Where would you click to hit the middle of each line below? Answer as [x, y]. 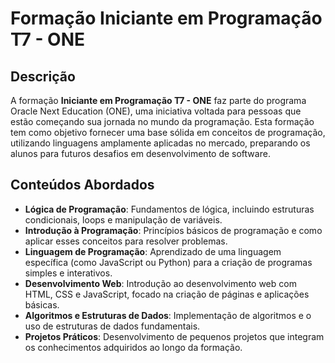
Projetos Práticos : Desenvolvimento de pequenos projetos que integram [174, 336]
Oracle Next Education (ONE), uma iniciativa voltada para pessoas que [156, 111]
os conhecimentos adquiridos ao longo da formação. [133, 347]
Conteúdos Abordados [82, 185]
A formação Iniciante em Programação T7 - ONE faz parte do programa [158, 100]
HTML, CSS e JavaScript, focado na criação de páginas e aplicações [167, 294]
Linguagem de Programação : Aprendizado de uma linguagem [153, 251]
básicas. [42, 304]
